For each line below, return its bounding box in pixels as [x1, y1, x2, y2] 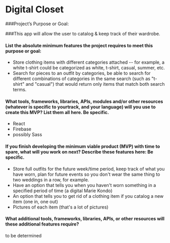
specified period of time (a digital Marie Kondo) [12, 188, 113, 194]
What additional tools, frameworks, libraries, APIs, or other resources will [5, 216, 165, 222]
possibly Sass [12, 132, 42, 138]
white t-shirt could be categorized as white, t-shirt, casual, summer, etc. [12, 65, 165, 71]
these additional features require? [5, 221, 79, 227]
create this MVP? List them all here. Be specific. [5, 109, 109, 115]
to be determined [5, 232, 42, 238]
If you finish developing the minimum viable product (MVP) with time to [5, 143, 160, 149]
